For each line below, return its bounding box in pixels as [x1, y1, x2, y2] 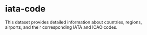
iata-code [5, 3, 46, 14]
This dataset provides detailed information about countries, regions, [5, 19, 142, 25]
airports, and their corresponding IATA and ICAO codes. [5, 24, 118, 30]
